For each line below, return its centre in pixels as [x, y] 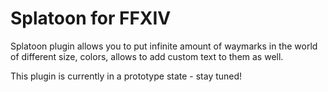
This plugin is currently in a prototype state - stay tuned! [126, 76]
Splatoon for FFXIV [91, 18]
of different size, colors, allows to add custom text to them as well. [147, 56]
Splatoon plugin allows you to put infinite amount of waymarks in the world [164, 46]
